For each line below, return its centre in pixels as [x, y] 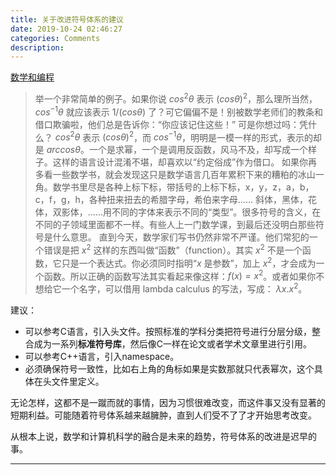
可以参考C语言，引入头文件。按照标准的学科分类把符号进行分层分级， [168, 331]
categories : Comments [55, 38]
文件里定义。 [78, 381]
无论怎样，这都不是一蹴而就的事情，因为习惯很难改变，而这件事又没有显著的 [168, 402]
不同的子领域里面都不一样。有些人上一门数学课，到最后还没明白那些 [175, 225]
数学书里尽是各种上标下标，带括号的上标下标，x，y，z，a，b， [183, 187]
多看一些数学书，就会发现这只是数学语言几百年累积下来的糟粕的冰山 [175, 175]
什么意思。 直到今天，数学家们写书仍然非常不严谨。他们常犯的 [181, 237]
